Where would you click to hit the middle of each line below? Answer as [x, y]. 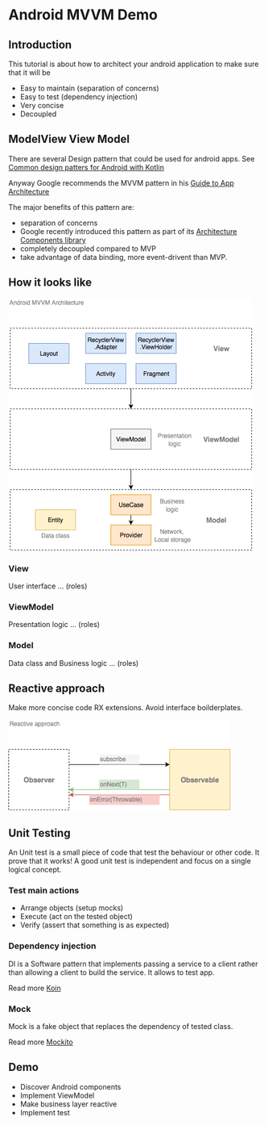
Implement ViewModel [57, 1095]
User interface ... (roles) [48, 586]
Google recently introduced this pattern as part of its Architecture [128, 231]
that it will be [29, 73]
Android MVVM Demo [83, 15]
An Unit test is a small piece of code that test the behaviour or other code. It [134, 852]
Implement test [45, 1112]
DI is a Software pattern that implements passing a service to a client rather [134, 964]
